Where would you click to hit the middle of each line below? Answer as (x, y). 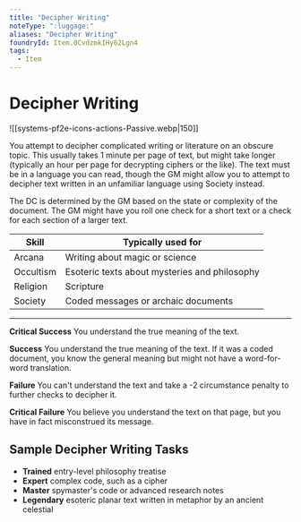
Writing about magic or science (131, 257)
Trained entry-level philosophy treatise (94, 471)
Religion (30, 286)
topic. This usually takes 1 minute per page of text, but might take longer (142, 155)
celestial (38, 509)
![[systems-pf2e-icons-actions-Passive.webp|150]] (104, 128)
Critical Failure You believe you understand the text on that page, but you (145, 412)
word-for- (263, 358)
